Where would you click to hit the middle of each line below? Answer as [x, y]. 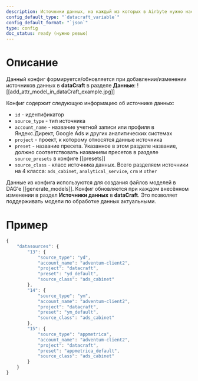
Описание [32, 63]
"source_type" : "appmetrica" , [75, 334]
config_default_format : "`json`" [47, 22]
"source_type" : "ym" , [64, 296]
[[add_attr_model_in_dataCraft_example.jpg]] [60, 92]
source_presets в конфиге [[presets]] [60, 159]
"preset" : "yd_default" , [68, 274]
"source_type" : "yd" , [64, 258]
